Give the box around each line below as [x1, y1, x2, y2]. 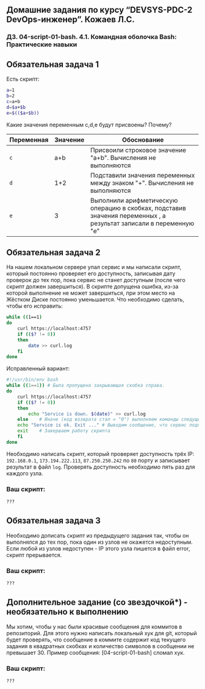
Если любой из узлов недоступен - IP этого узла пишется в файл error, [6, 544, 190, 552]
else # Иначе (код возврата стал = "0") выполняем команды [17, 416, 179, 423]
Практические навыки [6, 40, 77, 49]
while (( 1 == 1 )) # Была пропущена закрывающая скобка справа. [6, 383, 165, 389]
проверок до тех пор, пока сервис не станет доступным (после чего [6, 276, 186, 284]
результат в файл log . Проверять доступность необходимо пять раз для [6, 463, 195, 471]
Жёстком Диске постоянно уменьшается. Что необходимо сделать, [6, 296, 185, 303]
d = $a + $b [6, 104, 26, 110]
